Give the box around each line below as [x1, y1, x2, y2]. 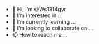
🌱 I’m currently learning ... [11, 18, 76, 25]
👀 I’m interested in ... [11, 12, 63, 19]
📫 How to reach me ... [11, 32, 68, 38]
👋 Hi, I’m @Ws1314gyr [11, 6, 67, 12]
